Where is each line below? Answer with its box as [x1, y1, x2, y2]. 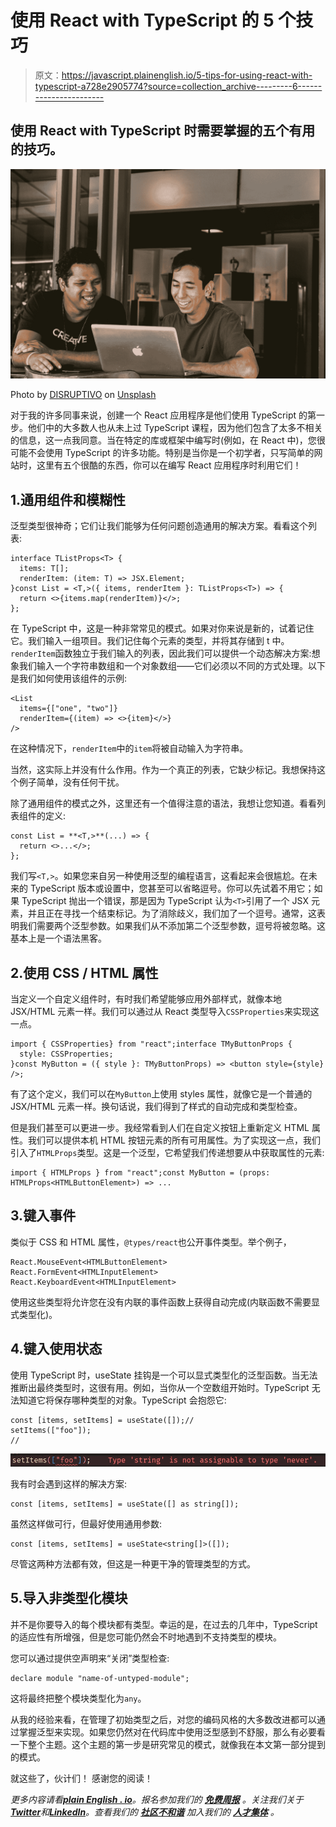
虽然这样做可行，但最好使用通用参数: [10, 1517, 163, 1530]
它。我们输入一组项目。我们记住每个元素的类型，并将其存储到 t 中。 [10, 635, 290, 647]
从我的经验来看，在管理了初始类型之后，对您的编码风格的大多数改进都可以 [10, 1713, 317, 1725]
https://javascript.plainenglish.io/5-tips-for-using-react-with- [61, 69, 313, 81]
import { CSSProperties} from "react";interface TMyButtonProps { [10, 1039, 293, 1050]
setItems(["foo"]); [10, 1425, 92, 1435]
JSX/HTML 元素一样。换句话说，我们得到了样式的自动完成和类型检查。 [10, 1101, 303, 1113]
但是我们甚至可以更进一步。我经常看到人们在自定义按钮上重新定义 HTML [10, 1122, 310, 1134]
